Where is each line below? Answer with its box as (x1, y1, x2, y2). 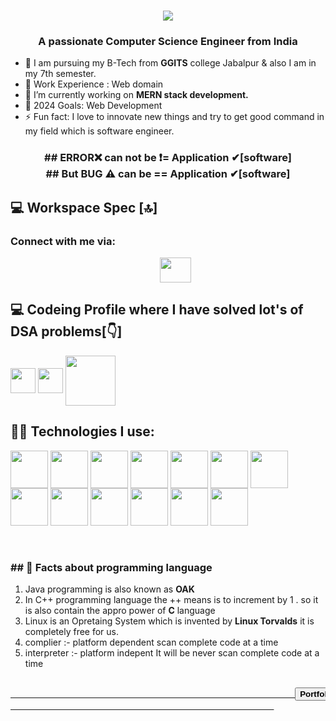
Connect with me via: (10, 234, 116, 248)
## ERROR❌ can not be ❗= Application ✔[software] (44, 151, 292, 165)
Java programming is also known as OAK (24, 583, 195, 595)
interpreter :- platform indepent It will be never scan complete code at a (24, 647, 320, 659)
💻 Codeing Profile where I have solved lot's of (10, 301, 304, 319)
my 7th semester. (24, 68, 97, 80)
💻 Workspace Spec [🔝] (10, 199, 158, 216)
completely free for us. (24, 626, 120, 638)
